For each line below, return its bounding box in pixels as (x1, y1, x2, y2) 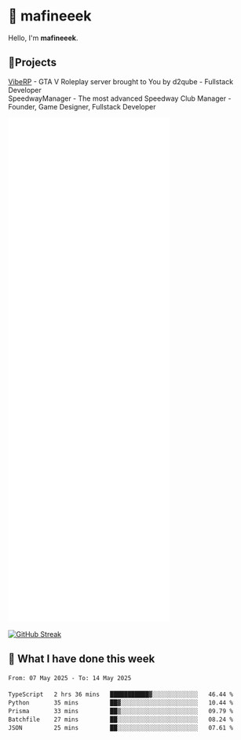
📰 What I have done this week (8, 653, 155, 666)
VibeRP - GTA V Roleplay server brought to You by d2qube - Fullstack (8, 76, 234, 86)
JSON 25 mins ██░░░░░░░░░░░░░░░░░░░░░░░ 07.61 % (8, 723, 234, 731)
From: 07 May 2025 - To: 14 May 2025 (8, 674, 132, 682)
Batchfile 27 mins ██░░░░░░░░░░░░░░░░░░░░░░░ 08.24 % (8, 716, 234, 723)
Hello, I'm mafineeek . (8, 33, 79, 43)
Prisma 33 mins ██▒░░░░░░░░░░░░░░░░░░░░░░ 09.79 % (8, 708, 234, 716)
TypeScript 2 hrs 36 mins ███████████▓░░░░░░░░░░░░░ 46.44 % (8, 690, 234, 699)
